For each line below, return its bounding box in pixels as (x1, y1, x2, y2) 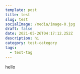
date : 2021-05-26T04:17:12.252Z (5, 31, 73, 36)
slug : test (5, 17, 28, 22)
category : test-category (5, 41, 57, 46)
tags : (5, 45, 17, 50)
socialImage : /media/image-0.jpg (5, 21, 75, 27)
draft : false (5, 26, 33, 31)
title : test (5, 12, 30, 17)
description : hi (5, 36, 39, 41)
